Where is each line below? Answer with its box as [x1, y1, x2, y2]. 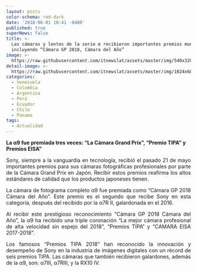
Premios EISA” [6, 145, 42, 152]
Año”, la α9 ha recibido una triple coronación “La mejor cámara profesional [6, 217, 191, 223]
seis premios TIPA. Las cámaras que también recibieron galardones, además [6, 253, 191, 260]
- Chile [11, 107, 30, 113]
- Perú [11, 96, 28, 101]
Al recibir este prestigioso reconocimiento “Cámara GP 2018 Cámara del [6, 210, 191, 217]
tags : [6, 118, 19, 124]
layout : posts [6, 8, 41, 15]
